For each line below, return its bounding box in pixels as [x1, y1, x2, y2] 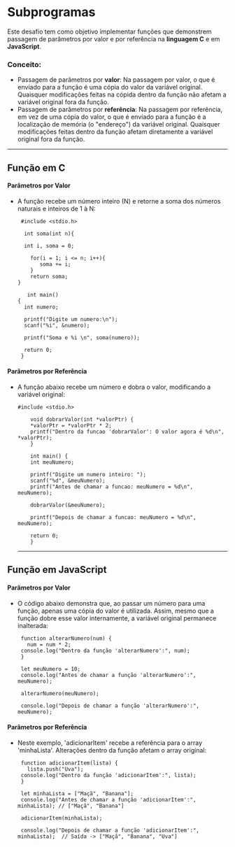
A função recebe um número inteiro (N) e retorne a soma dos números [17, 197, 221, 205]
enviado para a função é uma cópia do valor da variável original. [17, 83, 203, 92]
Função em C [7, 162, 66, 173]
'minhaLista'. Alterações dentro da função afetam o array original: [17, 746, 207, 754]
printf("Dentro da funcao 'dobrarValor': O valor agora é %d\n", [30, 428, 225, 436]
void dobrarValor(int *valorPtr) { [30, 416, 134, 423]
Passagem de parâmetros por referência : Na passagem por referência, [17, 106, 222, 114]
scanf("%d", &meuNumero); [30, 477, 106, 485]
